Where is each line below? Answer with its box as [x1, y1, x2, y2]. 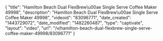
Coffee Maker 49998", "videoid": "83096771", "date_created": [5, 15, 131, 20]
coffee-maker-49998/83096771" [5, 31, 73, 36]
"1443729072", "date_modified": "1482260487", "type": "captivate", [5, 20, 144, 26]
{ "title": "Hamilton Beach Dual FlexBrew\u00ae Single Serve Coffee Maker [5, 4, 157, 10]
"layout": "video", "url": [5, 25, 52, 31]
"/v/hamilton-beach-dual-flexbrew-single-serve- [53, 25, 153, 31]
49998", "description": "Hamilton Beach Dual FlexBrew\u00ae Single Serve [5, 9, 158, 15]
